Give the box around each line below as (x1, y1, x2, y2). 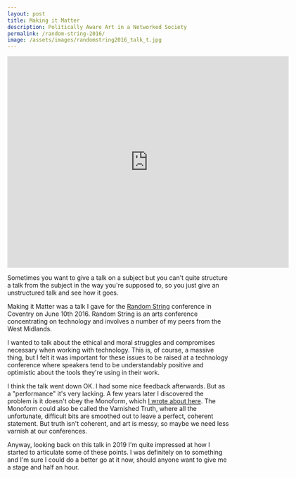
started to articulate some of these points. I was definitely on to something (7, 448, 223, 457)
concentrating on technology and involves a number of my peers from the (7, 317, 221, 326)
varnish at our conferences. (7, 427, 88, 436)
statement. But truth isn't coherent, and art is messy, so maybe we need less (7, 419, 229, 428)
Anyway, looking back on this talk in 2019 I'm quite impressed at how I (7, 441, 210, 449)
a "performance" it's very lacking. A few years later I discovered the (7, 389, 204, 398)
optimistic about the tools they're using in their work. (7, 368, 160, 377)
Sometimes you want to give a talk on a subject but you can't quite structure (7, 274, 229, 282)
